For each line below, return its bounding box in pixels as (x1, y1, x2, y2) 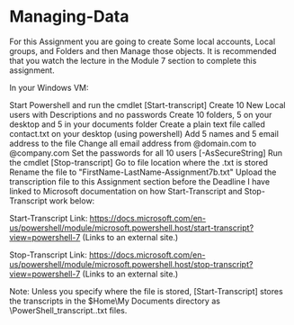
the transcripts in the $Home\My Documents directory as (9, 295, 220, 306)
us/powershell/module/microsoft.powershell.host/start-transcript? (9, 222, 254, 233)
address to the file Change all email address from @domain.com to (9, 138, 257, 149)
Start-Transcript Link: (9, 212, 88, 223)
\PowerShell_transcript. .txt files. (9, 304, 128, 316)
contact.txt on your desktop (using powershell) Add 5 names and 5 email (9, 128, 279, 139)
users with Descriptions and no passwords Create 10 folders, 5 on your (9, 109, 272, 120)
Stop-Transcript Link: (9, 249, 88, 260)
